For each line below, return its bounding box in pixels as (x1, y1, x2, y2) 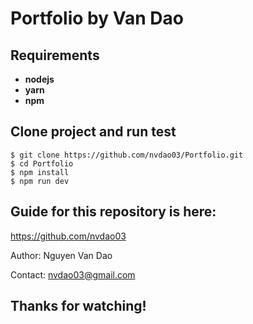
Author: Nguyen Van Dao (10, 249, 113, 261)
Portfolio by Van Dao (10, 7, 184, 30)
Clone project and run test (10, 123, 177, 141)
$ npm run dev (10, 176, 70, 186)
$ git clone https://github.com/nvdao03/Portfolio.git (10, 150, 244, 160)
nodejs (24, 73, 55, 85)
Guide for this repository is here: (10, 203, 217, 221)
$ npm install (10, 167, 70, 177)
